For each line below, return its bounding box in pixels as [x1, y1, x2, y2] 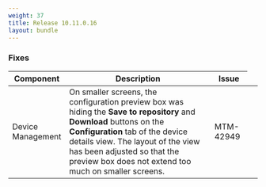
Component [13, 73, 60, 84]
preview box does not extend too [69, 155, 192, 166]
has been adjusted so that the [69, 146, 180, 157]
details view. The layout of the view [69, 135, 200, 147]
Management [12, 131, 62, 142]
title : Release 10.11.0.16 [8, 19, 97, 27]
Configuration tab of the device [69, 126, 188, 137]
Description [115, 73, 161, 84]
